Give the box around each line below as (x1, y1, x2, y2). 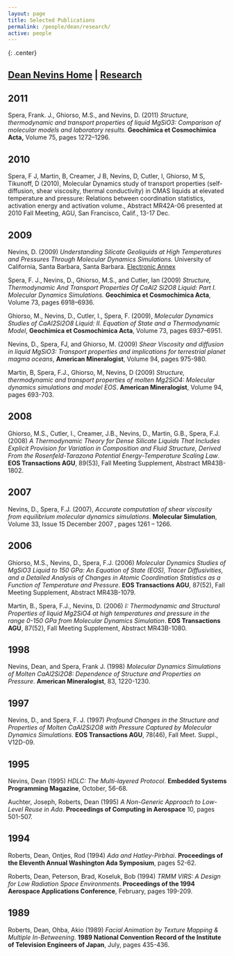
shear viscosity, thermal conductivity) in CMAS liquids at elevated (36, 187, 224, 195)
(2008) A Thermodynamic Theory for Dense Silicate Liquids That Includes (8, 436, 221, 445)
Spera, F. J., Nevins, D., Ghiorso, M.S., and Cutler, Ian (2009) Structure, (8, 276, 211, 284)
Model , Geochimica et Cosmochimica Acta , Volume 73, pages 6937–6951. (8, 327, 223, 335)
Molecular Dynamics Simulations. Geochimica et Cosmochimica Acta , (8, 291, 211, 300)
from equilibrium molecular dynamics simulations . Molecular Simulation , (8, 512, 217, 521)
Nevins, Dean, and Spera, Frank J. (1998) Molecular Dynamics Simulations (8, 663, 222, 671)
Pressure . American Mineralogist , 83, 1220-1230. (8, 677, 151, 686)
